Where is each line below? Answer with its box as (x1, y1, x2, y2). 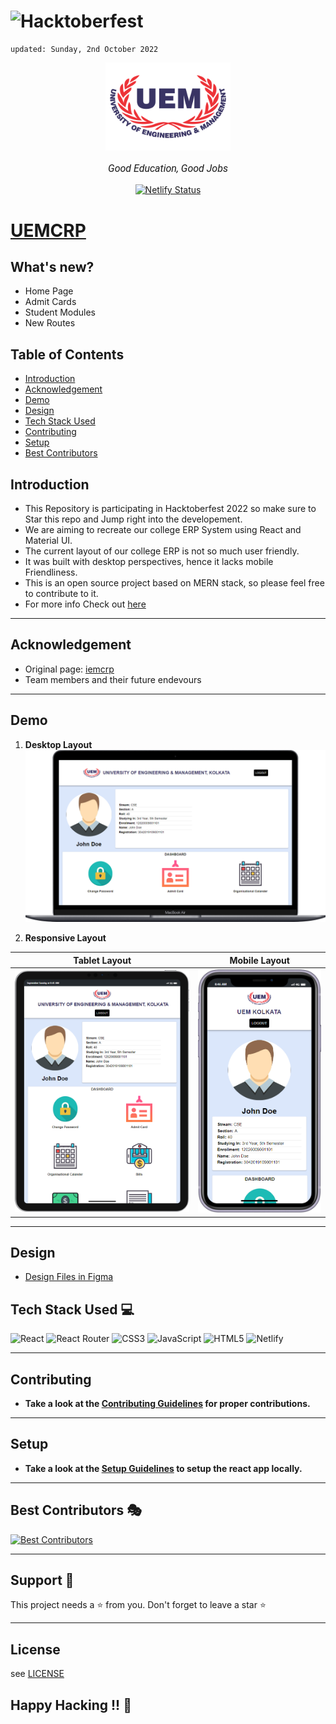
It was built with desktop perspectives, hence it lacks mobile (24, 555, 274, 567)
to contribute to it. (24, 587, 99, 599)
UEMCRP (10, 219, 87, 242)
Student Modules (24, 306, 96, 319)
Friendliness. (24, 566, 78, 578)
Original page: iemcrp (24, 663, 115, 675)
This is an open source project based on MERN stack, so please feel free (24, 576, 325, 589)
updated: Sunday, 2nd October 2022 (10, 44, 159, 54)
